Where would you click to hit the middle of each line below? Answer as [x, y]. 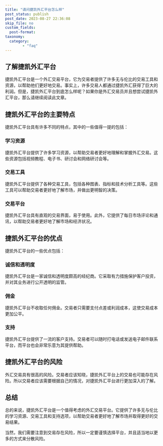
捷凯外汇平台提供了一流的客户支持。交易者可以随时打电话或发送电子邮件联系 [81, 339]
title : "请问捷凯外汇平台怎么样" [35, 9]
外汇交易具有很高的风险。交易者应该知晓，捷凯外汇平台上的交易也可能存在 [79, 374]
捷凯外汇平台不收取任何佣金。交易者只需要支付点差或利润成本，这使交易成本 [81, 308]
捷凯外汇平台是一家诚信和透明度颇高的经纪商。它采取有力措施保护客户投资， [81, 276]
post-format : [23, 32]
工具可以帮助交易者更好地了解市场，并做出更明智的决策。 [62, 190]
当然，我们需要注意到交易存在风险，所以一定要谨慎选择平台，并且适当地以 [79, 433]
